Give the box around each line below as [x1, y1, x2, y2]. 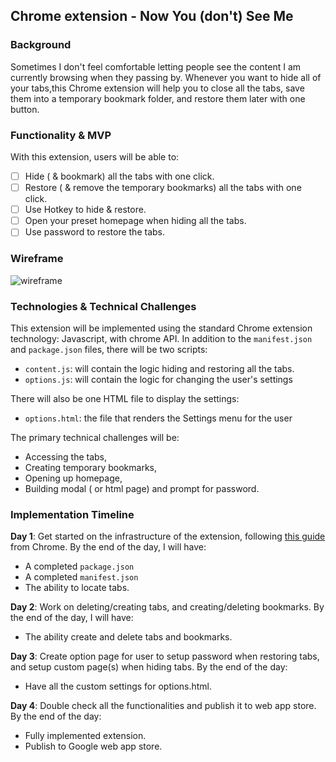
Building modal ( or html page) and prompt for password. [24, 482, 260, 494]
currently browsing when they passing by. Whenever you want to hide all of [10, 71, 322, 83]
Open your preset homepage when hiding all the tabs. [24, 215, 247, 227]
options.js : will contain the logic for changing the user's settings [24, 373, 293, 385]
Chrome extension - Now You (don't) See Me [10, 8, 294, 25]
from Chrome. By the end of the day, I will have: [10, 541, 207, 553]
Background [10, 38, 72, 52]
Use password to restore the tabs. [24, 226, 165, 238]
